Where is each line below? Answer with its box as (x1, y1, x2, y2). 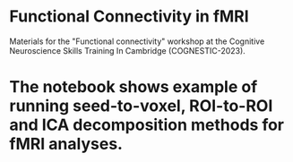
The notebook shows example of (9, 77, 258, 98)
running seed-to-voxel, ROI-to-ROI (9, 96, 273, 116)
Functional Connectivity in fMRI (9, 6, 249, 27)
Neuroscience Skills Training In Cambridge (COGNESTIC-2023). (9, 45, 246, 55)
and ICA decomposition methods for (9, 115, 285, 135)
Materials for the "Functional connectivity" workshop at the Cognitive (9, 36, 265, 47)
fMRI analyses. (9, 134, 124, 154)
